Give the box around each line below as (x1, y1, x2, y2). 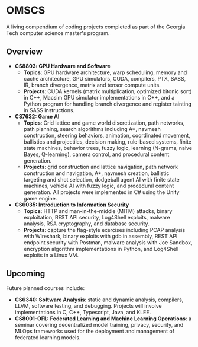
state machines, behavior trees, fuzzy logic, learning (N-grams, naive (23, 144, 193, 151)
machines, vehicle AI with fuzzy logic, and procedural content (23, 182, 174, 189)
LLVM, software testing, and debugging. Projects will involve (14, 302, 163, 309)
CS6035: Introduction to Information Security (14, 201, 129, 208)
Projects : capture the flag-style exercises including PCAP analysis (23, 226, 186, 233)
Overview (6, 47, 43, 57)
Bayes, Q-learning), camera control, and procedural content (23, 151, 170, 158)
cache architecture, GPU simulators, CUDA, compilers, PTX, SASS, (23, 75, 186, 82)
